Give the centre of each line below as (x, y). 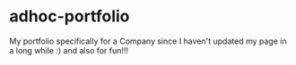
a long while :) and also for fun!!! (69, 50)
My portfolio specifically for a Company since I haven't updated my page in (148, 41)
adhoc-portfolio (70, 16)
